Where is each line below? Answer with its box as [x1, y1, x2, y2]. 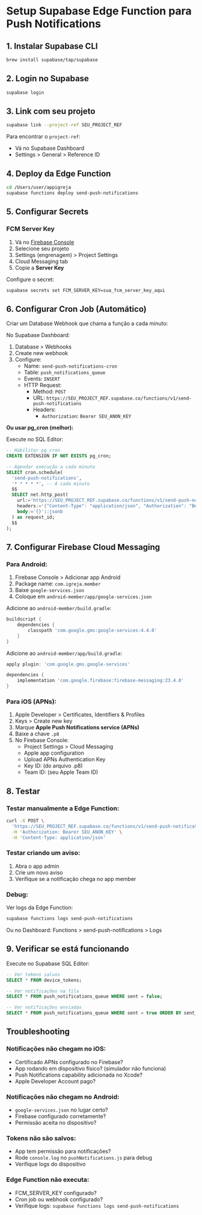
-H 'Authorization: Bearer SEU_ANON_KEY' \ [11, 829, 122, 835]
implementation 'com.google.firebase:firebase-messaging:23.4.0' [17, 678, 185, 684]
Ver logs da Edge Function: [6, 904, 73, 911]
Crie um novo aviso [14, 868, 63, 876]
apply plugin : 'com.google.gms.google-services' [6, 661, 130, 667]
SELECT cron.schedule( [6, 469, 63, 475]
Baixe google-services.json [14, 587, 84, 594]
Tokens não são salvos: [6, 1134, 76, 1142]
